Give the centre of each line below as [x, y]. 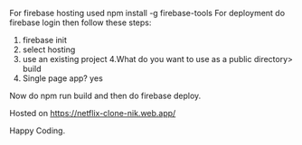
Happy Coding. [38, 131]
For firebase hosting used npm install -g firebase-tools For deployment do [147, 13]
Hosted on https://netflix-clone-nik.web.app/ [93, 113]
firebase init [45, 40]
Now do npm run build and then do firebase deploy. [105, 95]
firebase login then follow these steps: [80, 23]
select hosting [49, 50]
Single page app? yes [63, 78]
